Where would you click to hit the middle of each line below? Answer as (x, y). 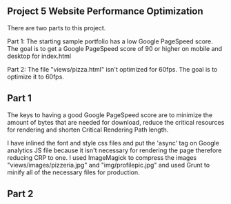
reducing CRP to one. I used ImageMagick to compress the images (102, 157)
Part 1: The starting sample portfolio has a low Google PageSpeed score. (110, 41)
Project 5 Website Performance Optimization (105, 11)
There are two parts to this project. (57, 28)
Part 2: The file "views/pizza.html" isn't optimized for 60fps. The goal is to (112, 69)
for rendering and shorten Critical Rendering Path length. (88, 130)
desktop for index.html (39, 56)
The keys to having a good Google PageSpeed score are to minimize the (110, 115)
